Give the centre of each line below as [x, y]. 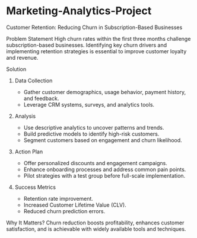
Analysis [25, 116]
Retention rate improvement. [58, 198]
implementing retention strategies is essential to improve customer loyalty [96, 51]
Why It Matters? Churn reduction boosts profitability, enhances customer [95, 223]
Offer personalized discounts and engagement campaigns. [96, 163]
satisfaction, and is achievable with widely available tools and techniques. [96, 229]
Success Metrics [35, 187]
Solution [16, 69]
